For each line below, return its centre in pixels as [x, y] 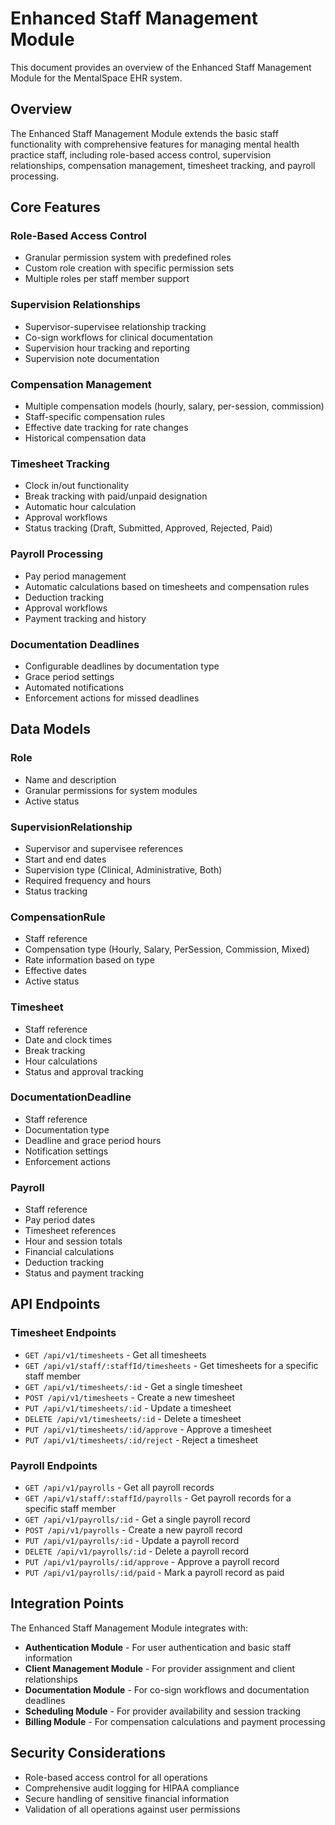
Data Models [50, 729]
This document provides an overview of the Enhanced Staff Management [161, 67]
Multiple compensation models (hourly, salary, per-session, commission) [174, 406]
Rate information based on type [89, 960]
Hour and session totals [73, 1241]
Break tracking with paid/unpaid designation [116, 496]
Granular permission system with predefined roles [128, 258]
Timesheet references [70, 1231]
